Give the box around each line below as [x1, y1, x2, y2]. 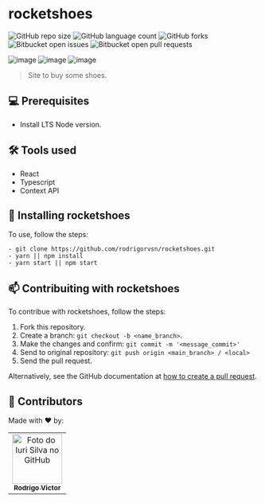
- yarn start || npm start [8, 259, 98, 267]
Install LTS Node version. [19, 119, 102, 129]
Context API [19, 185, 60, 195]
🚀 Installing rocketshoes [8, 209, 131, 222]
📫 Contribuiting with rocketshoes [8, 282, 181, 295]
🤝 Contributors [8, 395, 84, 408]
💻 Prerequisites [8, 95, 90, 108]
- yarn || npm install [8, 252, 84, 260]
